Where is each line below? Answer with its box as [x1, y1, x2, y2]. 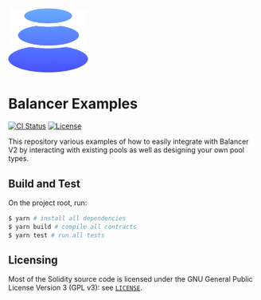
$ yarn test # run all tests [8, 231, 105, 239]
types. [8, 154, 29, 164]
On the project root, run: [8, 198, 88, 207]
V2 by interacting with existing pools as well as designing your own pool [8, 145, 245, 155]
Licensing [8, 253, 58, 266]
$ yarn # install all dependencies [8, 214, 127, 223]
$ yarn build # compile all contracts [8, 223, 137, 231]
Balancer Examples [8, 95, 138, 113]
